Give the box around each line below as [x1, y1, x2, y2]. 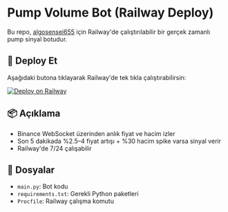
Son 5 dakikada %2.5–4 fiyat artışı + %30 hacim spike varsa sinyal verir [17, 137, 221, 145]
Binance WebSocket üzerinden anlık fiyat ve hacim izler [17, 129, 175, 137]
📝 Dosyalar [7, 164, 55, 175]
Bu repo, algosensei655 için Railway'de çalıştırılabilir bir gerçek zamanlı [7, 28, 211, 36]
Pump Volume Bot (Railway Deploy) [7, 5, 214, 21]
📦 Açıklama [7, 108, 61, 119]
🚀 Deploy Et [7, 55, 57, 67]
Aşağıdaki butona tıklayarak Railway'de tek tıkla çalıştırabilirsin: [7, 73, 187, 81]
